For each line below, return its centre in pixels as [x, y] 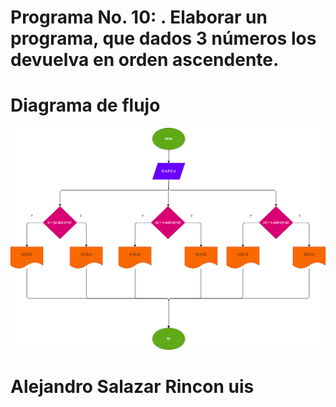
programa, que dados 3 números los [163, 38]
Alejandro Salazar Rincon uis [132, 387]
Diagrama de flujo [85, 105]
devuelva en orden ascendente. [145, 60]
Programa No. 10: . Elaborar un [139, 17]
